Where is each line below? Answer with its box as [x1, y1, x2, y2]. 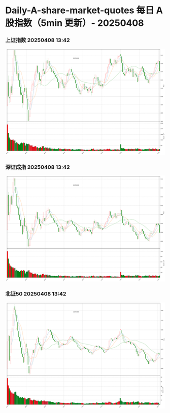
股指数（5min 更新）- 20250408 [5, 17, 144, 29]
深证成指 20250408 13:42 [5, 163, 70, 170]
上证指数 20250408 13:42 [5, 36, 70, 44]
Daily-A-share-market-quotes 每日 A [5, 5, 163, 16]
